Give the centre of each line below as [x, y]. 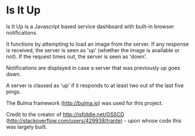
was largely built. [27, 127]
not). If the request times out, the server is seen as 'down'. [77, 56]
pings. [14, 91]
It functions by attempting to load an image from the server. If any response [97, 44]
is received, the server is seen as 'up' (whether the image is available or [93, 50]
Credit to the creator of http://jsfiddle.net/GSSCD [65, 114]
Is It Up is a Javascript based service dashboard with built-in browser [90, 26]
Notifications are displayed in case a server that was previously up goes [93, 67]
